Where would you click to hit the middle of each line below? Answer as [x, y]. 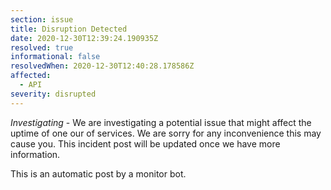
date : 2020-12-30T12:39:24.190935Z [84, 38]
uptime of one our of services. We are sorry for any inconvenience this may [166, 133]
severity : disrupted [53, 94]
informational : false [55, 57]
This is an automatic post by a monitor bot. [98, 173]
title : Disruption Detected [69, 29]
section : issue [42, 19]
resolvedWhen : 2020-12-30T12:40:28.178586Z [102, 66]
